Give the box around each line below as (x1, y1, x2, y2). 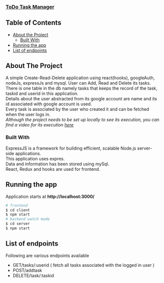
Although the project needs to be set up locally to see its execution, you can (5, 117, 160, 123)
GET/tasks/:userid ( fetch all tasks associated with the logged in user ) (12, 262, 155, 268)
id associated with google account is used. (5, 101, 92, 107)
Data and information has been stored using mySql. (5, 161, 109, 167)
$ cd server (5, 221, 30, 226)
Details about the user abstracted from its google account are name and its (5, 95, 158, 101)
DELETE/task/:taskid (12, 272, 55, 279)
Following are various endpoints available (5, 252, 89, 258)
